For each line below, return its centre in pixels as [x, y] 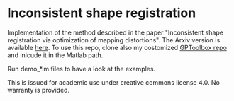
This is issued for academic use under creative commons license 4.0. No [113, 82]
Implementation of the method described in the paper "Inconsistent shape [115, 32]
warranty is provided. [38, 90]
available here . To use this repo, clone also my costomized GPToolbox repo [117, 47]
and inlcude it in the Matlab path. [55, 55]
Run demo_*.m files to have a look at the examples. [82, 69]
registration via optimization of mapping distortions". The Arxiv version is [114, 40]
